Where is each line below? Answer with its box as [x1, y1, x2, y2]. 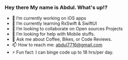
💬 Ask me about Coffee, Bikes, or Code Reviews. [11, 36, 112, 42]
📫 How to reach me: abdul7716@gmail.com [11, 42, 103, 48]
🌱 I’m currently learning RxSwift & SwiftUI [11, 20, 97, 26]
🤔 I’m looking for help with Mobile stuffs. [11, 31, 95, 37]
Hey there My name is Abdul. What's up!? [4, 4, 108, 11]
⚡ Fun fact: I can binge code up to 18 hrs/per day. [11, 49, 113, 56]
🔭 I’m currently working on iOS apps [11, 15, 86, 21]
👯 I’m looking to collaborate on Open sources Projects [11, 26, 123, 32]
